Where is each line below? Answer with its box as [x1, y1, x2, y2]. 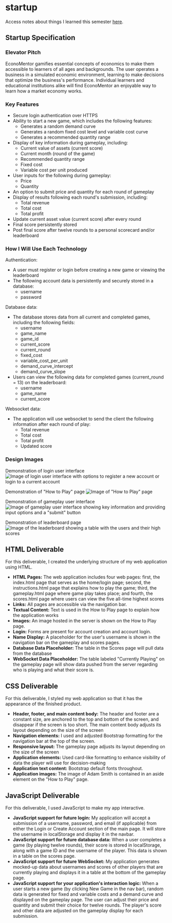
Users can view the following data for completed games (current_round [12, 374, 164, 380]
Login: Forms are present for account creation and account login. [12, 629, 151, 635]
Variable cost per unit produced [20, 166, 88, 173]
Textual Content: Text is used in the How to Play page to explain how [12, 607, 160, 613]
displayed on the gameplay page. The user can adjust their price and [12, 896, 159, 902]
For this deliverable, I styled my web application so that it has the [5, 695, 143, 702]
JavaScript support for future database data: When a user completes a [12, 836, 166, 842]
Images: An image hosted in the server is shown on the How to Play [12, 618, 157, 624]
